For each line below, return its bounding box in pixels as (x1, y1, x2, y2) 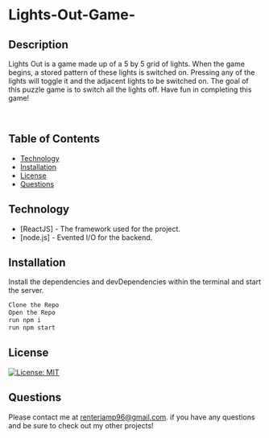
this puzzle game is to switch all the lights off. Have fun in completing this (8, 85, 252, 94)
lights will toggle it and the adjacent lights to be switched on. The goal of (8, 76, 250, 85)
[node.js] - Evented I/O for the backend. (19, 232, 153, 242)
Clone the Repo (8, 301, 60, 309)
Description (8, 38, 68, 52)
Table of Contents (8, 132, 101, 146)
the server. (8, 286, 44, 295)
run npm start (8, 324, 56, 332)
